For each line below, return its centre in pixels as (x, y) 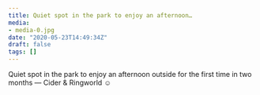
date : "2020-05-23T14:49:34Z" (58, 37)
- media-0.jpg (32, 30)
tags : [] (23, 52)
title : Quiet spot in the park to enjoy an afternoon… (100, 15)
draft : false (30, 45)
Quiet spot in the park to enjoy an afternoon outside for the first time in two (130, 74)
